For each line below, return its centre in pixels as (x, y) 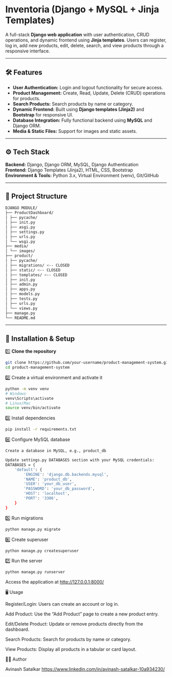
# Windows (16, 394)
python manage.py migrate (33, 529)
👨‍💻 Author (16, 659)
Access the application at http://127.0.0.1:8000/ (55, 582)
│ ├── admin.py (21, 284)
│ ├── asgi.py (20, 227)
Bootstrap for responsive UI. (43, 114)
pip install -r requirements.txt (41, 430)
